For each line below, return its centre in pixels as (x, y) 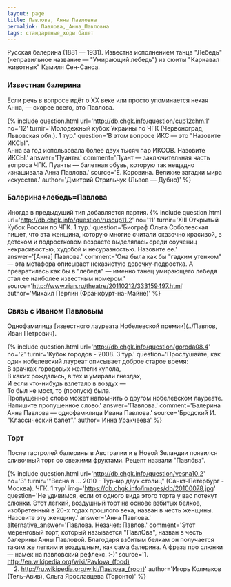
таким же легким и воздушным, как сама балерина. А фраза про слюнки (115, 547)
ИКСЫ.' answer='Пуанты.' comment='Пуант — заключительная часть (109, 157)
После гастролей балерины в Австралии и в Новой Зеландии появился (112, 453)
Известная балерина (44, 85)
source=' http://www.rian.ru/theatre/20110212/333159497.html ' (96, 286)
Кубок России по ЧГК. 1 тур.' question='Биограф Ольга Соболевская (108, 227)
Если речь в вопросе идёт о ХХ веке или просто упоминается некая (108, 100)
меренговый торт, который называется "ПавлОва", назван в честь (105, 532)
